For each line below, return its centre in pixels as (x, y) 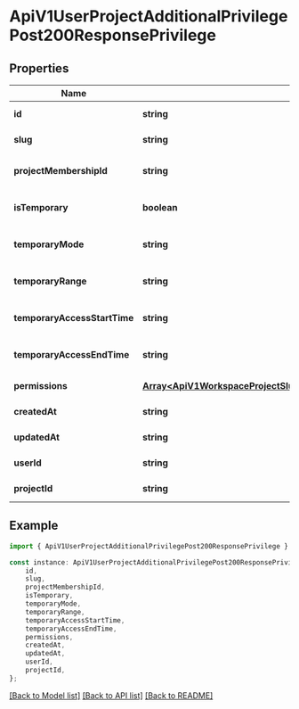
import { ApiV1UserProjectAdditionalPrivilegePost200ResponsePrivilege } (149, 546)
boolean (160, 207)
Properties (39, 68)
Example (34, 526)
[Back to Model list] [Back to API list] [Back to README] (111, 695)
